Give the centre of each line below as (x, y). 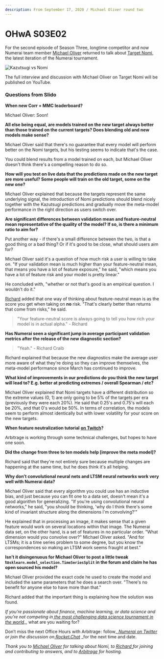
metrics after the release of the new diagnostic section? (63, 339)
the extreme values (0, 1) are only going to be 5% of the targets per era (77, 397)
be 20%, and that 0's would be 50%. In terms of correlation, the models (78, 408)
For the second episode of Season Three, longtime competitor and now (77, 48)
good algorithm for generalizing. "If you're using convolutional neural (75, 501)
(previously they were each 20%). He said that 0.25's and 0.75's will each (80, 402)
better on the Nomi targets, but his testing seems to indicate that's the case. (82, 150)
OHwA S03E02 (36, 34)
